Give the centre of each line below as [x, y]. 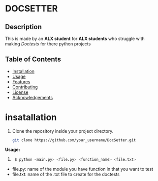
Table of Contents [33, 59]
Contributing [25, 87]
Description [23, 27]
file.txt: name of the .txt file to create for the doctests [66, 174]
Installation [23, 71]
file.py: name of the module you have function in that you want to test [83, 169]
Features [21, 81]
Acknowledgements [32, 97]
